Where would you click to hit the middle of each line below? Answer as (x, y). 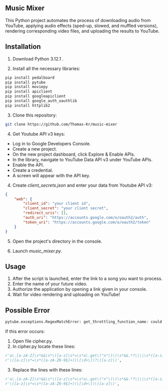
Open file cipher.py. (32, 341)
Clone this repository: (34, 115)
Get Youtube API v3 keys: (38, 134)
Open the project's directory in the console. (57, 241)
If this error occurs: (25, 331)
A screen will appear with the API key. (51, 175)
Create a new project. (35, 149)
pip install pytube (25, 82)
